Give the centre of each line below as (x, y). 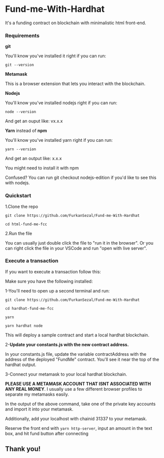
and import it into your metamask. (39, 409)
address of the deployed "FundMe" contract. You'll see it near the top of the (82, 359)
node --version (21, 112)
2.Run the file (19, 233)
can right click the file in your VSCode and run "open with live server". (76, 248)
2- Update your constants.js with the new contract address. (67, 344)
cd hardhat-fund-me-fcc (30, 308)
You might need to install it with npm (42, 168)
